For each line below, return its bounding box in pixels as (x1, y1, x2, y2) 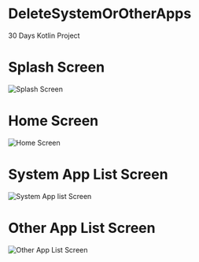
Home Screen (8, 112, 99, 130)
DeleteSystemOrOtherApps (8, 5, 192, 23)
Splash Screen (8, 58, 105, 76)
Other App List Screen (8, 219, 156, 237)
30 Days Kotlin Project (8, 31, 80, 40)
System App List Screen (8, 166, 168, 183)
